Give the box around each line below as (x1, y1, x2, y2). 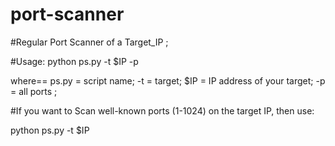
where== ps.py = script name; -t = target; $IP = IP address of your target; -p (10, 74, 326, 87)
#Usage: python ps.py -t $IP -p (10, 55, 139, 67)
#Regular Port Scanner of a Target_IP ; (10, 36, 169, 48)
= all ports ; (10, 85, 58, 97)
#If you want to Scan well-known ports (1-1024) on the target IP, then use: (10, 104, 315, 117)
